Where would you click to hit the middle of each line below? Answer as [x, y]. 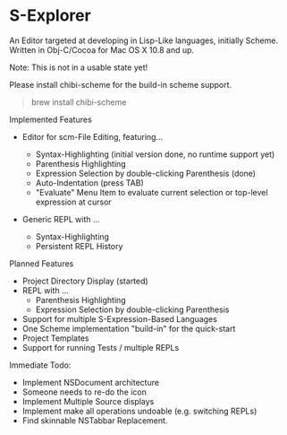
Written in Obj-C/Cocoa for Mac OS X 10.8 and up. [102, 49]
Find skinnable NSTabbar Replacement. [95, 420]
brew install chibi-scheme [79, 102]
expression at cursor [73, 202]
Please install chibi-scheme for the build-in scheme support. [121, 84]
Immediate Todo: [40, 365]
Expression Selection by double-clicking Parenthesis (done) [146, 173]
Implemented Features [51, 119]
